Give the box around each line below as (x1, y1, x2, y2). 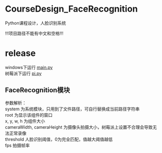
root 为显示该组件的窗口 (5, 112, 53, 118)
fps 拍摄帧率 (5, 142, 30, 148)
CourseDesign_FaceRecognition (5, 3, 138, 15)
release (5, 48, 36, 59)
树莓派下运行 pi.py (5, 70, 42, 76)
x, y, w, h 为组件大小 (5, 118, 45, 124)
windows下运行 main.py (5, 64, 53, 70)
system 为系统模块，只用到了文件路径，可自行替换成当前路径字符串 (5, 106, 140, 112)
